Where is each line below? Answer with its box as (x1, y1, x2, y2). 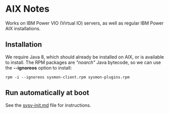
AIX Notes (5, 3, 50, 15)
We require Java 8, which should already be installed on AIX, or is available (5, 54, 164, 60)
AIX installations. (5, 25, 41, 31)
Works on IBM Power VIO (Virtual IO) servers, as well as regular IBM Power (5, 20, 164, 26)
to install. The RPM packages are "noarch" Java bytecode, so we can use (5, 59, 161, 65)
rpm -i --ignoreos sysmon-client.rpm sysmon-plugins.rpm (5, 75, 130, 80)
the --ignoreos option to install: (5, 64, 72, 71)
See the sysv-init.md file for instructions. (5, 102, 91, 108)
